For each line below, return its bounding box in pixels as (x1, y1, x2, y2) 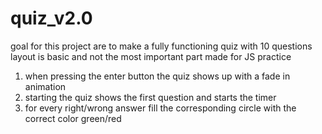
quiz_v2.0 (10, 7, 93, 30)
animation (24, 80, 67, 92)
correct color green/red (24, 112, 122, 124)
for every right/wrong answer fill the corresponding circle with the (24, 102, 297, 114)
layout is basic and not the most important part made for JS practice (10, 50, 292, 62)
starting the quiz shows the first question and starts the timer (24, 91, 277, 103)
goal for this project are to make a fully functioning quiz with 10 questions (10, 40, 313, 52)
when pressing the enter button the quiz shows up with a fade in (24, 70, 291, 82)
